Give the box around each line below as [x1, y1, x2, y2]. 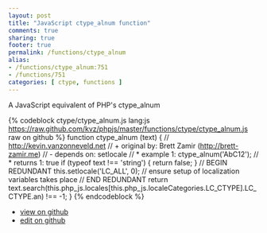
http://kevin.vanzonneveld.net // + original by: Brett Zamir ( [8, 141, 201, 150]
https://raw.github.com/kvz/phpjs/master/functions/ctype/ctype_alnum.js [8, 124, 249, 134]
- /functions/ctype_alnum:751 [8, 64, 109, 72]
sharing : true [8, 33, 56, 42]
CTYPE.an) [8, 192, 44, 201]
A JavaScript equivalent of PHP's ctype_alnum [8, 100, 161, 110]
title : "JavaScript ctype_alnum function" [8, 19, 151, 27]
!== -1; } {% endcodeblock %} [45, 192, 145, 201]
